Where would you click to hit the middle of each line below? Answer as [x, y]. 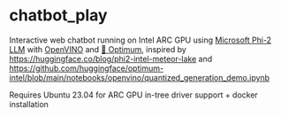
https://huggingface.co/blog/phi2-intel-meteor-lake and [111, 58]
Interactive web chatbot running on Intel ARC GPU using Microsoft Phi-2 [140, 40]
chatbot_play [58, 16]
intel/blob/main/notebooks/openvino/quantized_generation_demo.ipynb [140, 77]
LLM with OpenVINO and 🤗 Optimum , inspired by [98, 49]
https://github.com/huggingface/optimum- [87, 68]
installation [29, 104]
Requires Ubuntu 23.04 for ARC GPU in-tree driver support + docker [133, 95]
